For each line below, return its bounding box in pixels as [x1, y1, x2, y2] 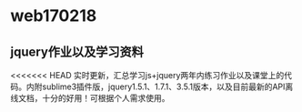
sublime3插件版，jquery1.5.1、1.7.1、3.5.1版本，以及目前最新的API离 [41, 81, 294, 92]
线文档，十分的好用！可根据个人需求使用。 [10, 93, 170, 103]
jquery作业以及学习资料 [10, 44, 145, 59]
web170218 [10, 5, 97, 26]
